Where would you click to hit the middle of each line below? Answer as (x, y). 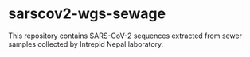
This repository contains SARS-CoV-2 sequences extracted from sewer (125, 36)
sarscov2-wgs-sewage (87, 14)
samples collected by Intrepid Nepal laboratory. (86, 44)
